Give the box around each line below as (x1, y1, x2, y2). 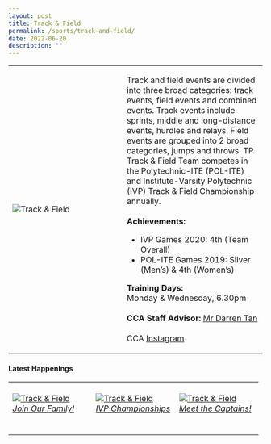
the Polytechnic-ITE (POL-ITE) (126, 165, 244, 177)
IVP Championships (95, 403, 171, 414)
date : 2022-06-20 (8, 34, 67, 43)
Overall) (140, 244, 171, 255)
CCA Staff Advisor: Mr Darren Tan (126, 312, 258, 324)
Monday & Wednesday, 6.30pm (126, 292, 247, 304)
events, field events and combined (126, 94, 257, 106)
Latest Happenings (8, 363, 74, 373)
